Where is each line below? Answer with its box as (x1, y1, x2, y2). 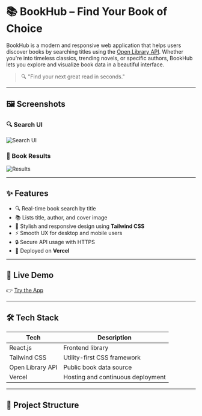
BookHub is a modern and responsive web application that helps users (6, 42, 182, 49)
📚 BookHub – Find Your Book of (6, 5, 168, 19)
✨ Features (6, 188, 49, 199)
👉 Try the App (6, 286, 44, 294)
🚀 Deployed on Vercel (14, 247, 70, 254)
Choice (6, 22, 43, 36)
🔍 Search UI (6, 121, 43, 129)
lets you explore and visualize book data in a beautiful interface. (6, 61, 165, 68)
